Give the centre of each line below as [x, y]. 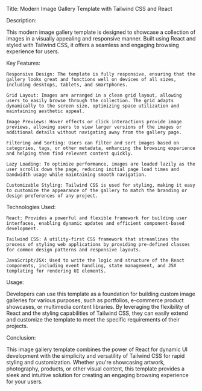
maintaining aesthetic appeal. [46, 111]
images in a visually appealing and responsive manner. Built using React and [101, 38]
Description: [21, 20]
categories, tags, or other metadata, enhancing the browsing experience [101, 148]
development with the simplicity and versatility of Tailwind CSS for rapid [96, 356]
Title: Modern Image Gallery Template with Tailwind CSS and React [90, 9]
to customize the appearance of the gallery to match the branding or [97, 190]
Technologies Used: [31, 207]
